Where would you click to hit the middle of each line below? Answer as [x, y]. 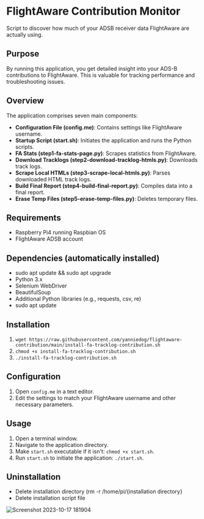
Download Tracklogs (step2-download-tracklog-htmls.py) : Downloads [106, 159]
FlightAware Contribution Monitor [93, 11]
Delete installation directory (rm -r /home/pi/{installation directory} [99, 492]
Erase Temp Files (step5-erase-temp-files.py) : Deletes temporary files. [106, 198]
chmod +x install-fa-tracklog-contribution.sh [75, 352]
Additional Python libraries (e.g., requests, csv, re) [78, 299]
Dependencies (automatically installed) [83, 258]
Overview [25, 101]
